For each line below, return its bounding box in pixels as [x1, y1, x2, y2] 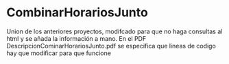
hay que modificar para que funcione [6, 49, 111, 57]
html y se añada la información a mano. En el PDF [6, 34, 147, 42]
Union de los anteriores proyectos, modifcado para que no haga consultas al [6, 27, 223, 35]
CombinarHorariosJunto [6, 5, 148, 20]
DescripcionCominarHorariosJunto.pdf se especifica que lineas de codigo [6, 42, 217, 50]
